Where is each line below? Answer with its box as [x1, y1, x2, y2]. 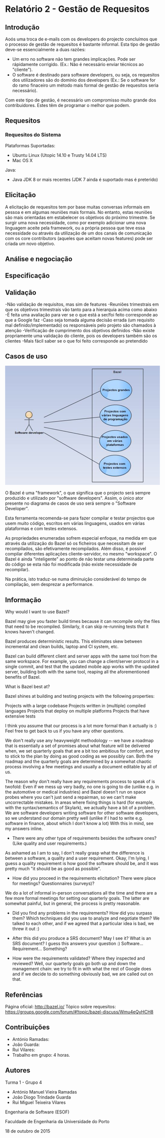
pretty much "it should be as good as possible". [5, 866, 101, 872]
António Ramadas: [12, 1036, 50, 1042]
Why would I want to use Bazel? [5, 609, 70, 615]
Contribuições [5, 1023, 50, 1032]
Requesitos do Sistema [5, 132, 61, 138]
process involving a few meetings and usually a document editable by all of [5, 764, 157, 770]
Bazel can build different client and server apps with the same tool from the [5, 653, 158, 659]
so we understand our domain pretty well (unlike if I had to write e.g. [5, 815, 143, 821]
